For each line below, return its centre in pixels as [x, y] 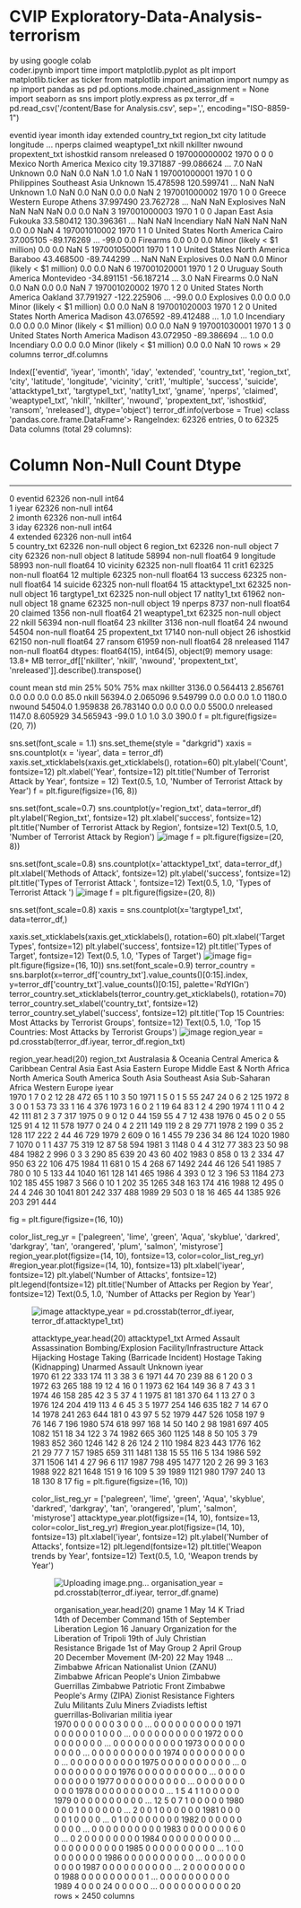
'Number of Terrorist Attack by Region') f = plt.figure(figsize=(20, [146, 836]
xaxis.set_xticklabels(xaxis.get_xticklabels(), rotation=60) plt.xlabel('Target [147, 936]
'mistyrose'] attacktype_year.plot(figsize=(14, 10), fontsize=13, [146, 1518]
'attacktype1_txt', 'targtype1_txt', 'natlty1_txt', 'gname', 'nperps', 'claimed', [144, 390]
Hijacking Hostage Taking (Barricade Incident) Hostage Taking [147, 1357]
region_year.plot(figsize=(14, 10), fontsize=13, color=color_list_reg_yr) [137, 1256]
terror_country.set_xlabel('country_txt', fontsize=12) [104, 1003]
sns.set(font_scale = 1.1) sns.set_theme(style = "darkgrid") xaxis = [131, 743]
